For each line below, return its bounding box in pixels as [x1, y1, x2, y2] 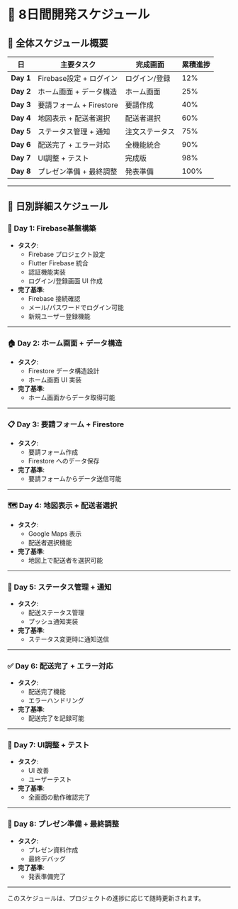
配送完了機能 [28, 688, 66, 696]
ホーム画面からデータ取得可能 [28, 393, 115, 402]
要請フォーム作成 [28, 448, 79, 456]
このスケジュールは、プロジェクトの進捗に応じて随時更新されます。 [7, 893, 205, 902]
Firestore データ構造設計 [28, 366, 100, 375]
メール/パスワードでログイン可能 [28, 303, 124, 312]
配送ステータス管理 [28, 608, 85, 617]
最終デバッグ [28, 854, 66, 863]
